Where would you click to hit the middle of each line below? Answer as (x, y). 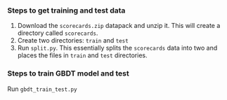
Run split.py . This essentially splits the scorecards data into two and (117, 48)
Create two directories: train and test (73, 41)
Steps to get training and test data (66, 10)
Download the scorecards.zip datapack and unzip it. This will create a (119, 26)
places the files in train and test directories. (82, 55)
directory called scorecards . (58, 33)
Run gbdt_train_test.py (42, 89)
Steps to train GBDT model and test (68, 73)
